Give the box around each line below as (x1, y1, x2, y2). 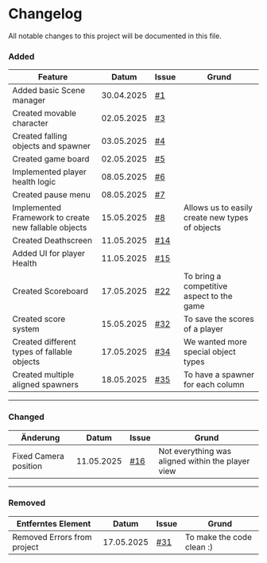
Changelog (8, 5, 83, 23)
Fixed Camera (12, 450, 65, 461)
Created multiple (12, 369, 75, 380)
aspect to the (183, 291, 233, 302)
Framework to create (12, 212, 90, 223)
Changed (8, 411, 45, 422)
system (12, 324, 40, 335)
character (12, 118, 49, 129)
